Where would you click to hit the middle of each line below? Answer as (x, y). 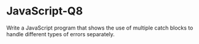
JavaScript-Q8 (45, 11)
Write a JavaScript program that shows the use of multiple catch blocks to (100, 28)
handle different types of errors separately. (61, 34)
